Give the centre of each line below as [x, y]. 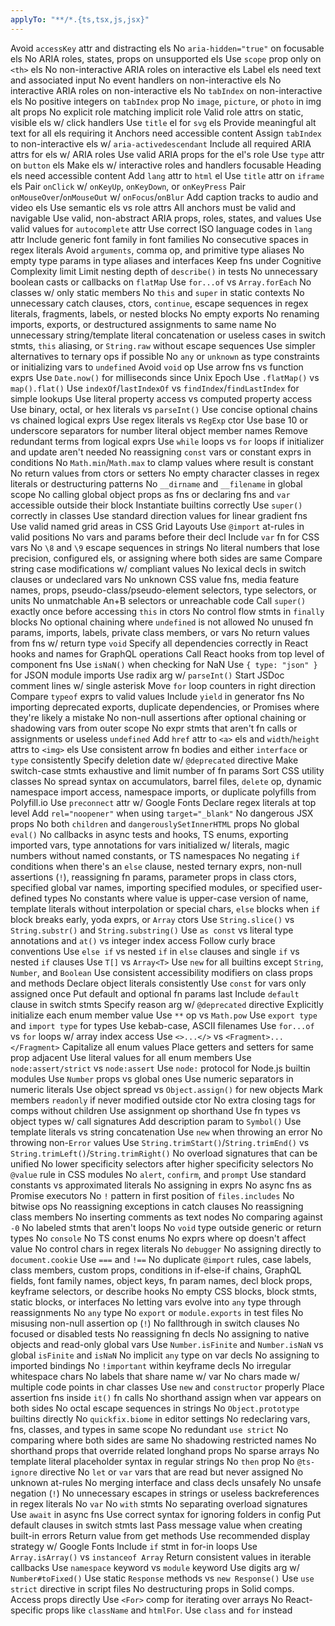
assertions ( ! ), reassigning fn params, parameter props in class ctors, [153, 877]
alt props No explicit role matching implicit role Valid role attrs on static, [157, 112]
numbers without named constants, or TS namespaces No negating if [155, 855]
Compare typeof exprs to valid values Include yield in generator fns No [157, 696]
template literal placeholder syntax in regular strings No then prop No [152, 1461]
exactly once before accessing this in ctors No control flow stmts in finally [167, 611]
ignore [24, 1472]
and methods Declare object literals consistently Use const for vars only [158, 983]
